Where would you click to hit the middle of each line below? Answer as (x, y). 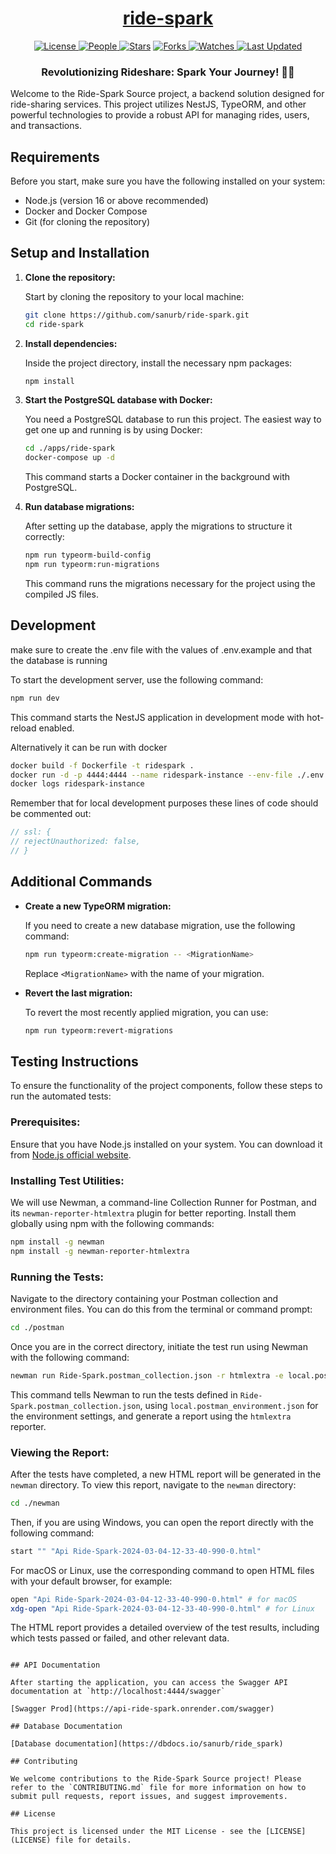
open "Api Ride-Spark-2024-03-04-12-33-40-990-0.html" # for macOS (154, 1599)
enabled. (56, 728)
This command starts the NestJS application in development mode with (157, 717)
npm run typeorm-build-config (88, 555)
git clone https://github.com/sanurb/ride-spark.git (137, 315)
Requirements (55, 157)
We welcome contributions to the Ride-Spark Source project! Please (156, 1779)
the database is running (59, 660)
